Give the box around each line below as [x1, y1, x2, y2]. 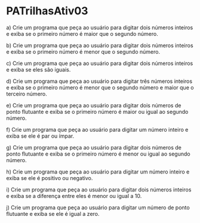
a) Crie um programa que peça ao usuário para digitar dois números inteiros [6, 24, 193, 31]
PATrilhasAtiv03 [6, 4, 88, 18]
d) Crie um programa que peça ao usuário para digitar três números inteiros [6, 78, 193, 85]
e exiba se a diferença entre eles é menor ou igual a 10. [6, 192, 142, 199]
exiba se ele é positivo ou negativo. [6, 174, 93, 181]
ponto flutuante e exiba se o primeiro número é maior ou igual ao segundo [6, 108, 189, 115]
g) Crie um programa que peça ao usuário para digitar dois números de [6, 144, 182, 151]
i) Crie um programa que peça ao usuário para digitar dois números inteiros [6, 186, 192, 193]
